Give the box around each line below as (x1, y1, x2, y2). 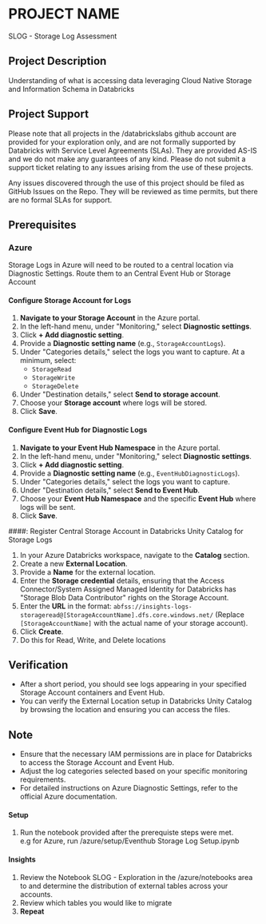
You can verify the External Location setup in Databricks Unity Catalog (19, 696, 252, 706)
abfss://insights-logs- (113, 603, 193, 611)
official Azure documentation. (19, 792, 117, 802)
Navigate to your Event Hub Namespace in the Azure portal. (19, 443, 221, 452)
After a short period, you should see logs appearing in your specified (19, 679, 247, 689)
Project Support (8, 107, 89, 121)
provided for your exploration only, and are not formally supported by (8, 137, 236, 146)
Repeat (19, 906, 45, 916)
